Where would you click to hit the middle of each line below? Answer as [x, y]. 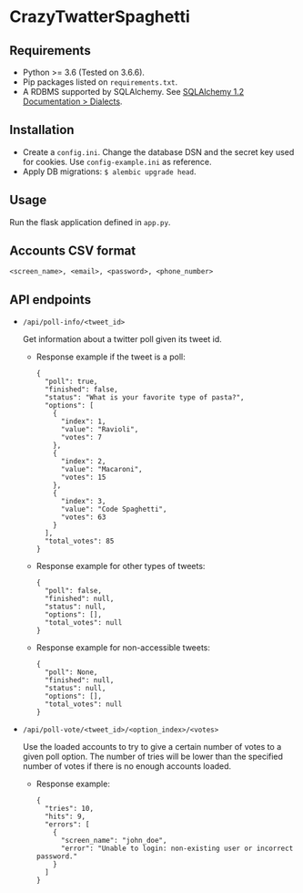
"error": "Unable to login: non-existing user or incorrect [177, 849]
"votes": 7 [81, 438]
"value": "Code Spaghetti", [114, 509]
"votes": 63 [83, 517]
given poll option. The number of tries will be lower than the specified [153, 757]
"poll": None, [71, 672]
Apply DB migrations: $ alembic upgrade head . [109, 171]
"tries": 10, [69, 809]
